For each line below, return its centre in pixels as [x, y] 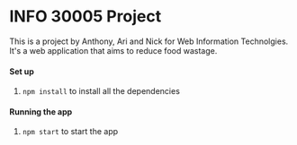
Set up [22, 71]
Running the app [41, 111]
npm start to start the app [70, 132]
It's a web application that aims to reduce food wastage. [113, 50]
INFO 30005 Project [85, 17]
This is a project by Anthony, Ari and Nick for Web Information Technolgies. [149, 41]
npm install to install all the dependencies [101, 91]
